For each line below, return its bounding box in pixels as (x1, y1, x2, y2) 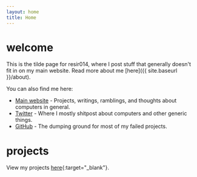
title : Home (6, 15, 36, 21)
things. (15, 116, 33, 124)
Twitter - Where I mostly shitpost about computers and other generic (15, 110, 187, 117)
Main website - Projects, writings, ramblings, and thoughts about (15, 97, 177, 104)
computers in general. (15, 104, 70, 111)
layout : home (6, 8, 39, 15)
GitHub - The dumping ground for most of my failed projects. (15, 122, 168, 130)
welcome (6, 41, 53, 55)
